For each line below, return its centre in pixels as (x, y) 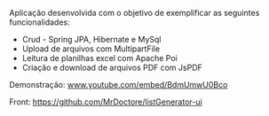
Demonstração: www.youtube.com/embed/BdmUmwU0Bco (119, 85)
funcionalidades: (40, 22)
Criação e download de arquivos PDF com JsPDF (112, 67)
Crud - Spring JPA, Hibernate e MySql (91, 39)
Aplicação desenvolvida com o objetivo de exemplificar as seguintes (134, 13)
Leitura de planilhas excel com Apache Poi (99, 58)
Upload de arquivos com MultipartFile (91, 49)
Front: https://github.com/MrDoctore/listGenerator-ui (106, 102)
